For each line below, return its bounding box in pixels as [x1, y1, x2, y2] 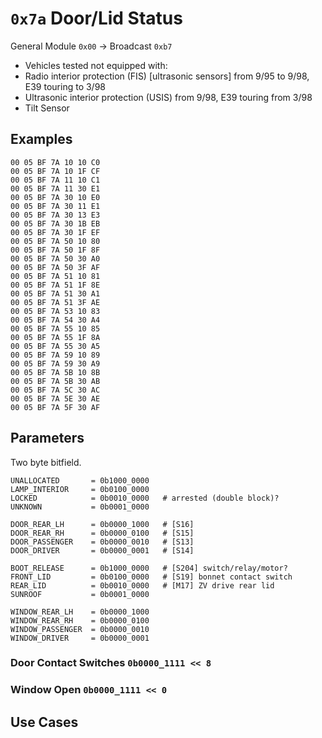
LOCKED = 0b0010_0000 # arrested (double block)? [10, 493, 280, 503]
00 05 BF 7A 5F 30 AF [10, 402, 101, 412]
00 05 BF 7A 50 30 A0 [10, 253, 101, 264]
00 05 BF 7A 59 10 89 [10, 350, 101, 360]
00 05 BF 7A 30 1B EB [10, 218, 101, 229]
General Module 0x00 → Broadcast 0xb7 [10, 40, 173, 52]
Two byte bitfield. [10, 456, 82, 468]
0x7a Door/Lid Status [10, 7, 183, 30]
